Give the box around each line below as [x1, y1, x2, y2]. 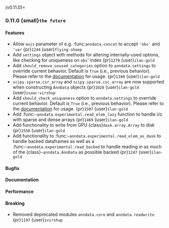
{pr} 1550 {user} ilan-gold [12, 127, 65, 134]
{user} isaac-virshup [12, 90, 56, 96]
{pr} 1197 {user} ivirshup [12, 217, 63, 223]
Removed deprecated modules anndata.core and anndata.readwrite [12, 211, 155, 218]
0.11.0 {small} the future [5, 17, 66, 24]
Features [5, 30, 24, 36]
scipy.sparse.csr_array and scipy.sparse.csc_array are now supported [12, 79, 164, 85]
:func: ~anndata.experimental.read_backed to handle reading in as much [12, 144, 162, 150]
